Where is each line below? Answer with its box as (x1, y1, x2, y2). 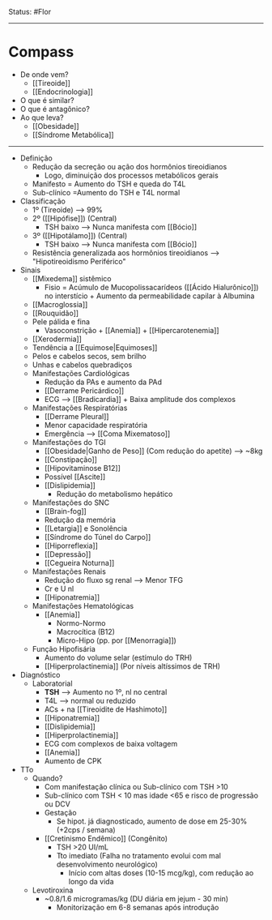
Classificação (19, 196, 66, 206)
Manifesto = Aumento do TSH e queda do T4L (32, 178, 186, 189)
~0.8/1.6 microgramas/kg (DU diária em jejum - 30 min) (44, 893, 229, 903)
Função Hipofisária (32, 644, 96, 653)
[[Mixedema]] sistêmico (32, 273, 112, 283)
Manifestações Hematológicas (32, 601, 134, 610)
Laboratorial (32, 678, 73, 688)
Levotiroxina (32, 885, 74, 895)
